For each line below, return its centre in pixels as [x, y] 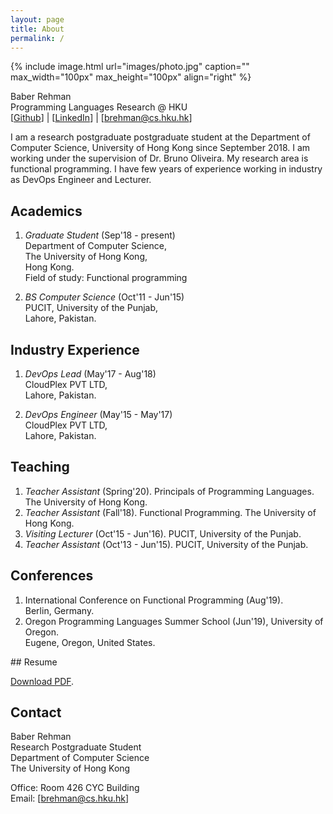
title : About [37, 29]
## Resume [34, 662]
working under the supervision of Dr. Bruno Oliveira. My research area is [159, 158]
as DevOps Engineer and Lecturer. [81, 180]
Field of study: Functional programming [106, 278]
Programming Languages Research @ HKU [99, 107]
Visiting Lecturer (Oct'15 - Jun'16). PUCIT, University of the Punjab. [163, 533]
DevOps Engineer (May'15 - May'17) [98, 414]
